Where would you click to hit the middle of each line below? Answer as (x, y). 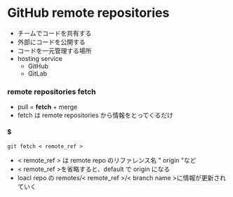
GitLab (38, 73)
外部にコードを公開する (51, 42)
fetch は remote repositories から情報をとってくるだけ (95, 115)
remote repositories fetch (52, 91)
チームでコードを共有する (54, 33)
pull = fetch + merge (47, 107)
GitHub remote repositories (88, 13)
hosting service (40, 58)
